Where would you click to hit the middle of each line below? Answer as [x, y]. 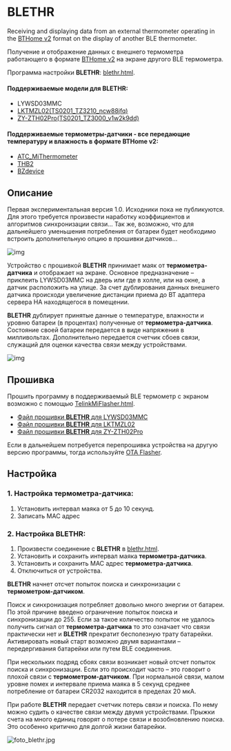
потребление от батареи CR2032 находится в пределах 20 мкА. [102, 691]
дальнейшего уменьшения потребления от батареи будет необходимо [112, 232]
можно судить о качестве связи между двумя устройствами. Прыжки [111, 712]
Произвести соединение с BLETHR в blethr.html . [88, 548]
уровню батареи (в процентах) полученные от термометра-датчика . [110, 323]
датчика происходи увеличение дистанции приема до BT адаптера [106, 295]
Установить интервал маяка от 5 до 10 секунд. [86, 508]
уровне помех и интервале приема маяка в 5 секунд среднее [99, 683]
